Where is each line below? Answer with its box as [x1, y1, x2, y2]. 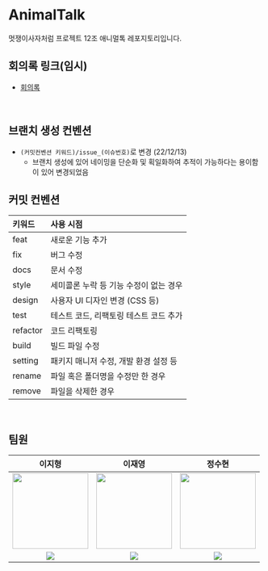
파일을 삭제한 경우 [50, 386, 115, 397]
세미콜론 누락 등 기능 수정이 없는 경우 [50, 280, 183, 292]
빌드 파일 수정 [50, 341, 100, 352]
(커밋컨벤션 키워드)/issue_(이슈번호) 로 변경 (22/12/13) [19, 147, 187, 157]
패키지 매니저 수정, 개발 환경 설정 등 [50, 355, 178, 367]
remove [12, 385, 42, 397]
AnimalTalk [8, 6, 86, 24]
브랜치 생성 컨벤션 [8, 124, 92, 138]
